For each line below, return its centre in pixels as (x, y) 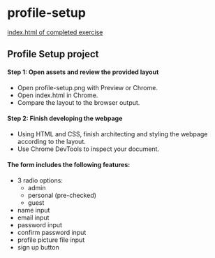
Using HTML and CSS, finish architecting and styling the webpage (112, 134)
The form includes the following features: (69, 165)
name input (34, 210)
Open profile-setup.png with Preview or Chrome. (88, 87)
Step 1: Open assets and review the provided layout (83, 72)
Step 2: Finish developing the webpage (65, 119)
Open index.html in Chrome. (58, 95)
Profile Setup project (53, 54)
